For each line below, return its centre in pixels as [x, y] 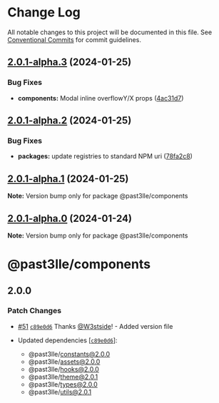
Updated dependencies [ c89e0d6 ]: [67, 340]
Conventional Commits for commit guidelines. [74, 39]
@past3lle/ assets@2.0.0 [64, 362]
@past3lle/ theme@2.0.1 [63, 377]
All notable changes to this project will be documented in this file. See [110, 32]
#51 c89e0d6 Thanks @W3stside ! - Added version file [95, 326]
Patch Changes [35, 311]
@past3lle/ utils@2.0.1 [60, 392]
